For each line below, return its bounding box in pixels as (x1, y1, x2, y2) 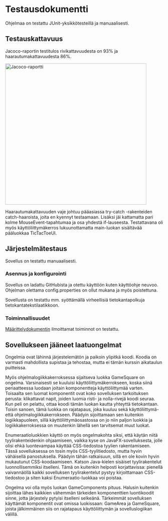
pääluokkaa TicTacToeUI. (5, 230, 57, 236)
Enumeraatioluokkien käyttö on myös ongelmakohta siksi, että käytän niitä (5, 432, 158, 438)
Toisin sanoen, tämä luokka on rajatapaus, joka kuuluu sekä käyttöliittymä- (5, 406, 159, 412)
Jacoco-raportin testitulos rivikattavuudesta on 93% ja (5, 48, 118, 54)
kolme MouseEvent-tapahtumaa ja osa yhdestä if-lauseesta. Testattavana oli (5, 219, 163, 225)
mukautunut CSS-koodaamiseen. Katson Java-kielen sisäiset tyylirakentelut (5, 458, 162, 465)
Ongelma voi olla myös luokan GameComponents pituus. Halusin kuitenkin (5, 484, 159, 490)
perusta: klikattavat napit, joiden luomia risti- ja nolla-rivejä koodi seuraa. (5, 396, 155, 402)
